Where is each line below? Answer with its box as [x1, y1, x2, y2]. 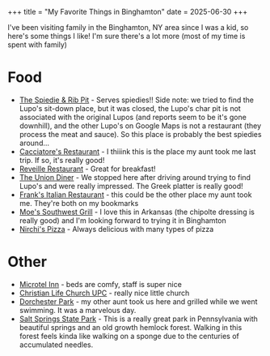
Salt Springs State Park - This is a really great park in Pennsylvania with [19, 314, 258, 324]
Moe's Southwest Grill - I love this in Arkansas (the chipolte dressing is [19, 207, 255, 217]
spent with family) [7, 40, 68, 49]
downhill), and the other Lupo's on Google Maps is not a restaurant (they [19, 121, 262, 131]
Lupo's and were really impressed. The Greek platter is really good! [19, 181, 243, 191]
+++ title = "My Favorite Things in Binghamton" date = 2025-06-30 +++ [7, 7, 248, 16]
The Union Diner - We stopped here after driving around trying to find [19, 172, 251, 182]
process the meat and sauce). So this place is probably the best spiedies [19, 129, 262, 139]
